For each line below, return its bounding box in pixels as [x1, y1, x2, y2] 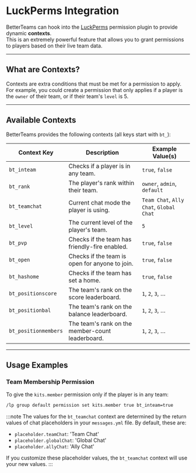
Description [85, 148, 120, 156]
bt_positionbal [9, 307, 51, 314]
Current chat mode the [68, 198, 131, 206]
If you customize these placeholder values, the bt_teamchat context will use [6, 454, 188, 461]
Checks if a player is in [68, 162, 131, 170]
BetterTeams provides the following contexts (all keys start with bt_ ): [6, 131, 171, 138]
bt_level [9, 223, 33, 229]
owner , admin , [142, 179, 177, 188]
